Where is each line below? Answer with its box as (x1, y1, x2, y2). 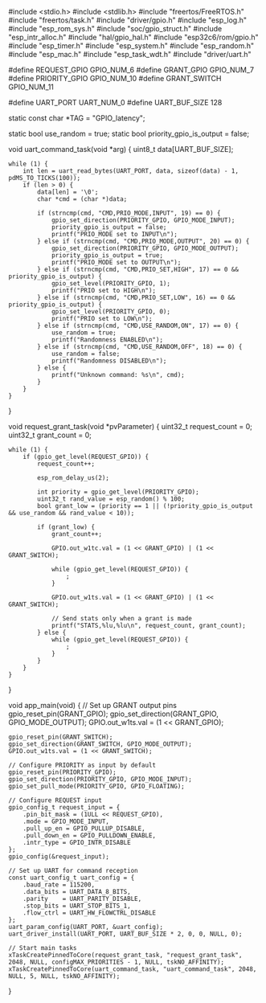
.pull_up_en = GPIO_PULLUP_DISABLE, (23, 825, 146, 833)
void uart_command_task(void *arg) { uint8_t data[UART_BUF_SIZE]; (8, 145, 234, 154)
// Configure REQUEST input (8, 796, 103, 804)
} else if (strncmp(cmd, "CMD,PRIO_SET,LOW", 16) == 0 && (37, 293, 235, 301)
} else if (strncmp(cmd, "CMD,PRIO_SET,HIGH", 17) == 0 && (37, 265, 239, 273)
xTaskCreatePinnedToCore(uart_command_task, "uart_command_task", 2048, (8, 965, 257, 973)
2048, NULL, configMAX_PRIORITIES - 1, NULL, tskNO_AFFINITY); (8, 958, 225, 966)
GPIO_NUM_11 (8, 82, 55, 92)
